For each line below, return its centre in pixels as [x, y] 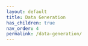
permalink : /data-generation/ [44, 34]
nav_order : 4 [23, 28]
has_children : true [31, 23]
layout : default [27, 12]
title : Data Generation [36, 17]
